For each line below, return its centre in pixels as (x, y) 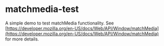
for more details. (22, 39)
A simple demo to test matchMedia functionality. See (59, 23)
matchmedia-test (42, 9)
